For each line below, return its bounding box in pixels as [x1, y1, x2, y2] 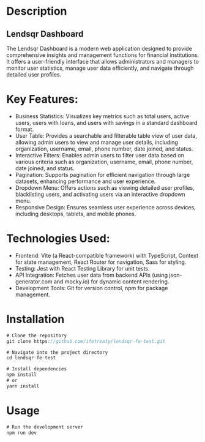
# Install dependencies [6, 366, 67, 372]
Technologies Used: [6, 231, 110, 245]
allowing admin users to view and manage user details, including [15, 138, 179, 146]
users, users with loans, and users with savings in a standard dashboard [15, 119, 198, 126]
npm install [6, 372, 37, 378]
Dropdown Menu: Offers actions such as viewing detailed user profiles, [15, 184, 195, 191]
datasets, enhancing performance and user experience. [15, 178, 156, 185]
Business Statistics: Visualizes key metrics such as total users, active [15, 112, 190, 120]
